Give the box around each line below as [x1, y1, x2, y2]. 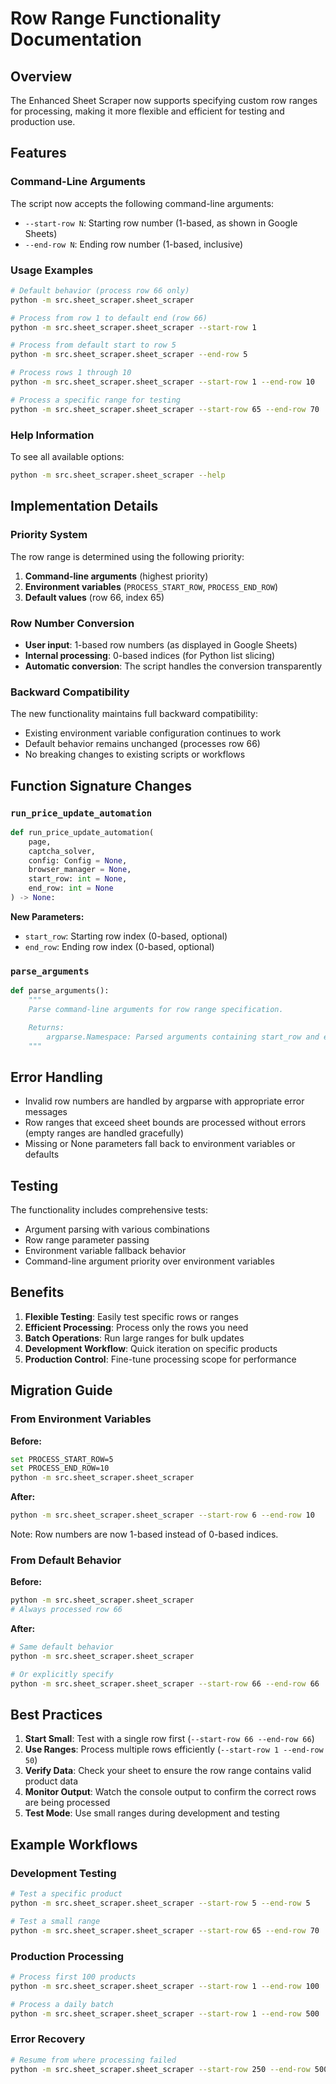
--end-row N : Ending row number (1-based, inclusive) [24, 238, 244, 250]
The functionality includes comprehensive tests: [10, 1204, 208, 1216]
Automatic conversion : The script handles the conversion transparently [24, 660, 323, 672]
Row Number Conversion [10, 616, 135, 630]
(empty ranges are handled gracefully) [24, 1127, 185, 1139]
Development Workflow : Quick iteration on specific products [24, 1342, 278, 1354]
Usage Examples [10, 263, 94, 277]
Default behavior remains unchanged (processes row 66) [24, 738, 261, 750]
